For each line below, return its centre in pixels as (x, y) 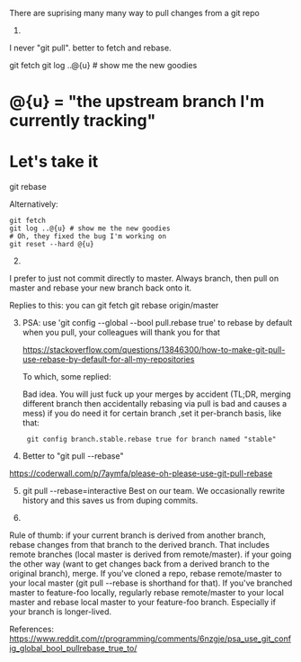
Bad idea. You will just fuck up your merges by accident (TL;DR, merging (157, 394)
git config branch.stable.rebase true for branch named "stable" (151, 440)
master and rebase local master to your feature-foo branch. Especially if (143, 603)
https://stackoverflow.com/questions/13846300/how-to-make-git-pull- (154, 350)
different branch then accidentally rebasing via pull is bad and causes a (155, 404)
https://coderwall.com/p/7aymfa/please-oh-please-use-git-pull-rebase (141, 474)
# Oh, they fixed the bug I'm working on (88, 237)
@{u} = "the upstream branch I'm (137, 102)
